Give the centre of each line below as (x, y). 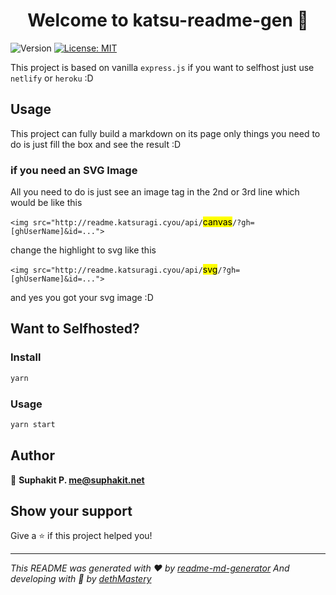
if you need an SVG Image (74, 170)
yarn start (33, 424)
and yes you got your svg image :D (82, 298)
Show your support (71, 510)
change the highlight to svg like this (83, 250)
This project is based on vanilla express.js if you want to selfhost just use (162, 67)
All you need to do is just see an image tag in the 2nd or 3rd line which (155, 192)
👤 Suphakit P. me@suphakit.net (77, 480)
